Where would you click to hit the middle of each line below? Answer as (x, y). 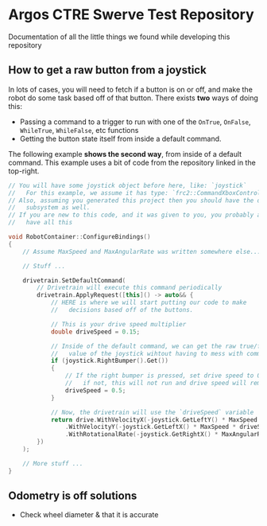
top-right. (24, 171)
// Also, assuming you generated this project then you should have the (131, 201)
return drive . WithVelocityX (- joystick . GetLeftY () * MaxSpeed (154, 419)
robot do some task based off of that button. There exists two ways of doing (133, 98)
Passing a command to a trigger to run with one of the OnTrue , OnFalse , (135, 122)
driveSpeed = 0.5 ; (95, 390)
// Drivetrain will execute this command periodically (130, 288)
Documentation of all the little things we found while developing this (119, 37)
